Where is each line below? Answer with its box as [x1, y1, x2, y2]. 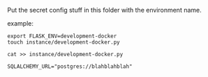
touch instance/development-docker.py [7, 39, 120, 46]
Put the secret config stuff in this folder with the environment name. [7, 6, 202, 14]
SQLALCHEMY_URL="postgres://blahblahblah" [7, 63, 133, 70]
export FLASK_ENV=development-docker [7, 33, 117, 40]
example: [7, 19, 34, 27]
